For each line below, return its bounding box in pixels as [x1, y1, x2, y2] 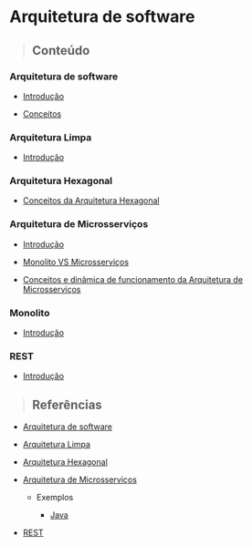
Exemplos [36, 492, 74, 503]
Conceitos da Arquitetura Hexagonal [22, 195, 160, 206]
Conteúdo [31, 43, 90, 58]
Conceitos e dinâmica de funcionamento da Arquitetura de [22, 273, 244, 284]
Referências [31, 397, 102, 412]
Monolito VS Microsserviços [22, 256, 130, 267]
